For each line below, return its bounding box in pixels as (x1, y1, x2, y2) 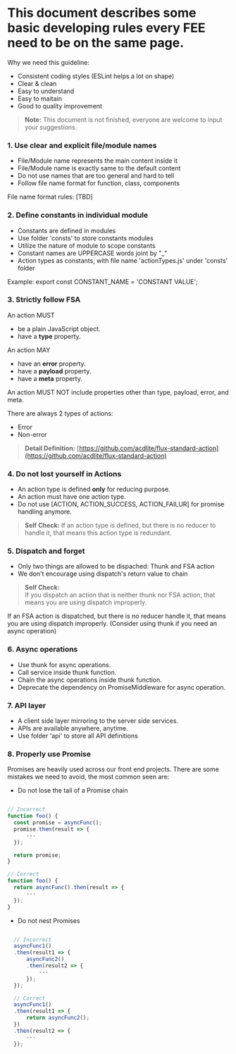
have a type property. (17, 332, 81, 340)
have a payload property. (17, 366, 92, 375)
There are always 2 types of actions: (7, 409, 113, 417)
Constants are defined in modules (17, 226, 116, 235)
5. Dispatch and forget (7, 546, 85, 556)
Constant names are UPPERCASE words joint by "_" (17, 249, 168, 257)
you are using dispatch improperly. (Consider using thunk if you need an (7, 619, 217, 628)
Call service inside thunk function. (17, 668, 117, 676)
